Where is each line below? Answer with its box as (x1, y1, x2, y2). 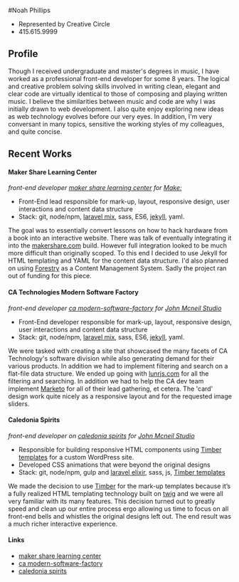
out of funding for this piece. (8, 272, 92, 280)
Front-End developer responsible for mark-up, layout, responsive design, (18, 317, 232, 326)
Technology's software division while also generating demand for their (8, 354, 215, 362)
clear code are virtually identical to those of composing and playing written (8, 89, 228, 98)
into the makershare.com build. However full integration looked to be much (8, 241, 227, 250)
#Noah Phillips (8, 6, 51, 14)
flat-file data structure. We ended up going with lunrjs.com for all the (8, 369, 209, 378)
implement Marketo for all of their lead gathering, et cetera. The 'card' (8, 384, 213, 393)
